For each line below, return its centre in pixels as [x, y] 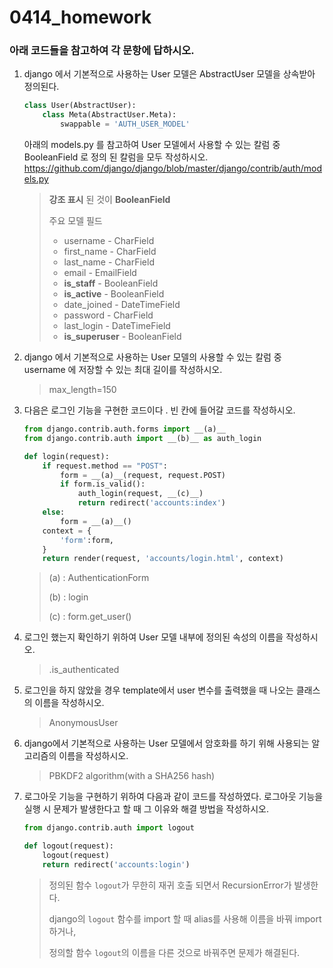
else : [54, 512]
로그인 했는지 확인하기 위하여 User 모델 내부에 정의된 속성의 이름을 [153, 637]
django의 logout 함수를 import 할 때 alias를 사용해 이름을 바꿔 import [185, 918]
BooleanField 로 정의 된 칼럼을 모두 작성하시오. [116, 157]
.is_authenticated [84, 670]
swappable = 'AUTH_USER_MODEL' [125, 124]
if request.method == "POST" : [105, 466]
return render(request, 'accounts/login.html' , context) [163, 559]
